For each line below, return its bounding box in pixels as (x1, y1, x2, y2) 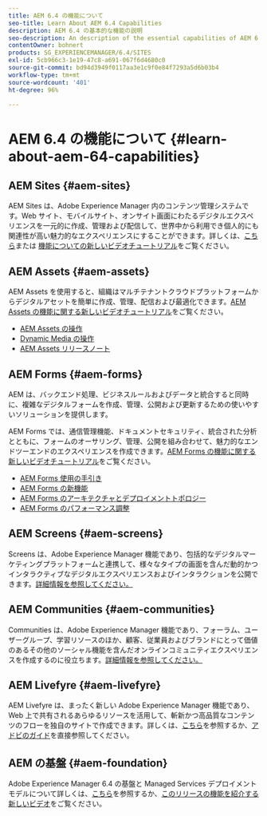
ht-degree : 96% (8, 85, 59, 94)
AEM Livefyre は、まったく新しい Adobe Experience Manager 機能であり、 (8, 700, 254, 711)
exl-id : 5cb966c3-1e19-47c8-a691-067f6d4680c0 (8, 57, 166, 65)
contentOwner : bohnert (8, 42, 84, 50)
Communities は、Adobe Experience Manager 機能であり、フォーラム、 (8, 624, 245, 635)
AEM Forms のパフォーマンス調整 (19, 504, 130, 513)
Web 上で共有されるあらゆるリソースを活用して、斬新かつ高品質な (8, 711, 227, 720)
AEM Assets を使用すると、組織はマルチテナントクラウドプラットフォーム (8, 287, 253, 296)
